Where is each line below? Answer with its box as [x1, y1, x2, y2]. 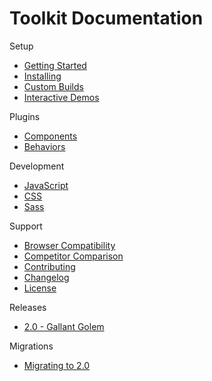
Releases [9, 301, 47, 313]
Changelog [23, 271, 70, 283]
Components [23, 130, 78, 142]
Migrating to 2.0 [23, 359, 91, 371]
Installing [23, 70, 62, 82]
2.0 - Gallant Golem [23, 320, 105, 332]
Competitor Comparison [23, 250, 124, 262]
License [23, 282, 57, 294]
